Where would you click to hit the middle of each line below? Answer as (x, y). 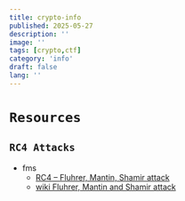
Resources (45, 117)
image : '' (28, 42)
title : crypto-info (45, 17)
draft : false (33, 68)
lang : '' (25, 76)
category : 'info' (41, 59)
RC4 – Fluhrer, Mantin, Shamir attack (103, 177)
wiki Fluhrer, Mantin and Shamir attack (105, 187)
